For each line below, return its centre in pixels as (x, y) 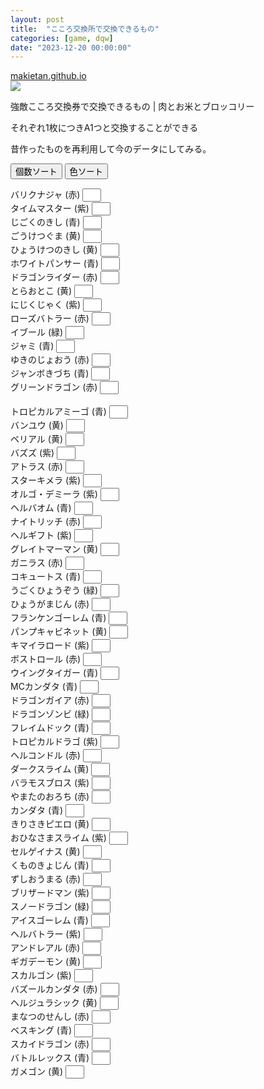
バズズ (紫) (32, 453)
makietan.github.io (48, 76)
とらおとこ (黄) (41, 291)
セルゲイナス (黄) (45, 852)
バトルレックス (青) (50, 1058)
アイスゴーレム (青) (49, 920)
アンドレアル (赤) (45, 948)
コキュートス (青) (46, 577)
